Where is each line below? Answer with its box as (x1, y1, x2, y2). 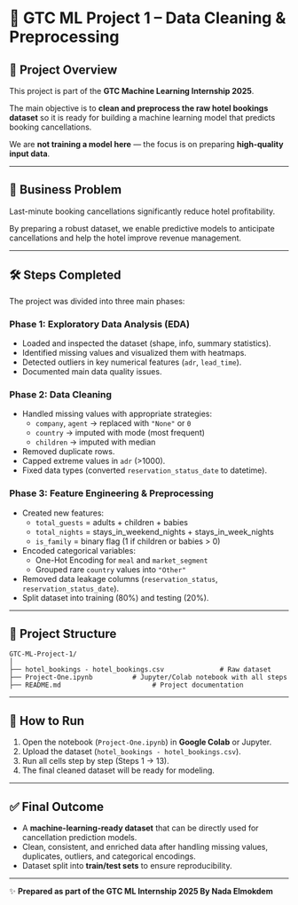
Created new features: (21, 508, 105, 518)
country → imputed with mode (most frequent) (35, 428, 206, 438)
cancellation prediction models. (21, 831, 137, 842)
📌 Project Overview (9, 62, 118, 77)
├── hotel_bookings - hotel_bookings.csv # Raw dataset (9, 665, 272, 674)
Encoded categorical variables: (21, 545, 136, 555)
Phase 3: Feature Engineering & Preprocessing (9, 487, 215, 500)
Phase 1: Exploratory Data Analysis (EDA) (9, 318, 191, 330)
